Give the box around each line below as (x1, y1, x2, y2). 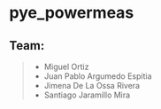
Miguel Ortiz (43, 61, 89, 72)
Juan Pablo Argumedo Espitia (43, 71, 152, 82)
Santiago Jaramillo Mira (43, 90, 131, 100)
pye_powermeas (9, 3, 134, 23)
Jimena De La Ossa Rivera (43, 81, 140, 90)
